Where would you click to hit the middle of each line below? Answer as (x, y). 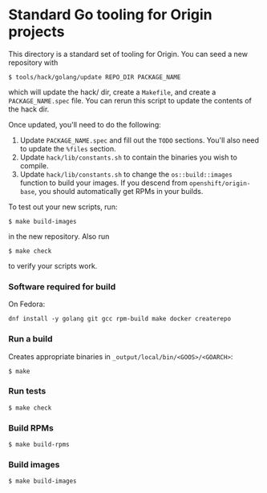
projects (37, 32)
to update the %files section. (68, 148)
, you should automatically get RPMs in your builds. (119, 191)
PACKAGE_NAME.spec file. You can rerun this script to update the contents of (130, 100)
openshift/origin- (220, 183)
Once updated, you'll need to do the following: (85, 124)
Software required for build (62, 286)
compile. (34, 165)
